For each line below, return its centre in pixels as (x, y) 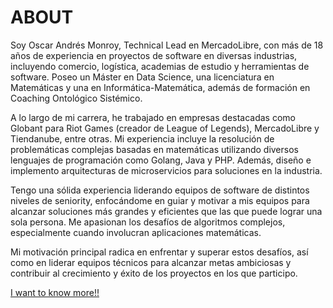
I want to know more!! (55, 292)
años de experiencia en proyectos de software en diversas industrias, (154, 55)
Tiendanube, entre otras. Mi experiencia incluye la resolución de (142, 138)
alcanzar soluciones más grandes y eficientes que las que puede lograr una (166, 211)
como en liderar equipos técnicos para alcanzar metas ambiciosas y (151, 262)
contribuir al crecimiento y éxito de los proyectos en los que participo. (154, 273)
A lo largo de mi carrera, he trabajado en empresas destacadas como (153, 117)
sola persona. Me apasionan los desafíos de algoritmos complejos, (148, 222)
